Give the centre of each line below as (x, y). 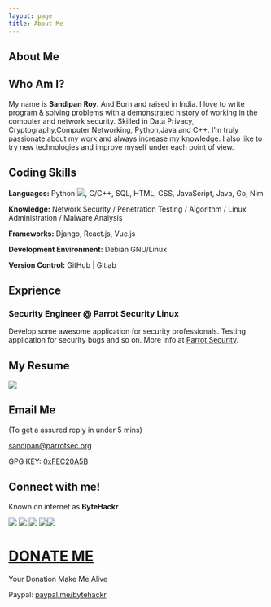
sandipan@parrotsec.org (50, 445)
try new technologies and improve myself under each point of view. (121, 146)
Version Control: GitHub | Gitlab (62, 264)
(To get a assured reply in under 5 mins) (75, 430)
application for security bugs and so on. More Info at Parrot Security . (124, 340)
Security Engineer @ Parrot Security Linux (94, 313)
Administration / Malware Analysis (66, 217)
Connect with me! (55, 487)
